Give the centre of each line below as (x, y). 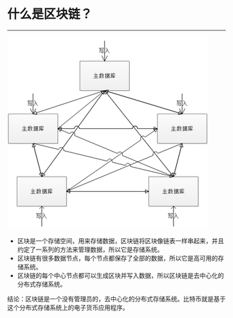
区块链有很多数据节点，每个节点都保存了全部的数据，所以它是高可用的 (118, 258)
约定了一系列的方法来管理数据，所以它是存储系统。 (90, 249)
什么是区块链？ (50, 14)
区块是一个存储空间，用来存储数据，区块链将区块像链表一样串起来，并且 (120, 240)
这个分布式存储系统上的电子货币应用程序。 (68, 307)
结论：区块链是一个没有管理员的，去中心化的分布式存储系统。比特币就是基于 (116, 299)
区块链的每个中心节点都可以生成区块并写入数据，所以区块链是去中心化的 (120, 275)
